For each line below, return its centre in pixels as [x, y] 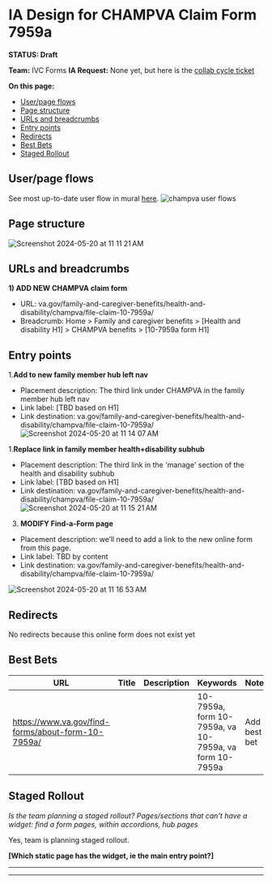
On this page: [32, 86]
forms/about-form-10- [58, 732]
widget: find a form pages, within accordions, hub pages [103, 824]
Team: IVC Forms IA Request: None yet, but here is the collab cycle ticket [132, 70]
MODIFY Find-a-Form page [66, 523]
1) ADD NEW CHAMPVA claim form [68, 288]
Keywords [217, 682]
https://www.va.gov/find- [62, 721]
